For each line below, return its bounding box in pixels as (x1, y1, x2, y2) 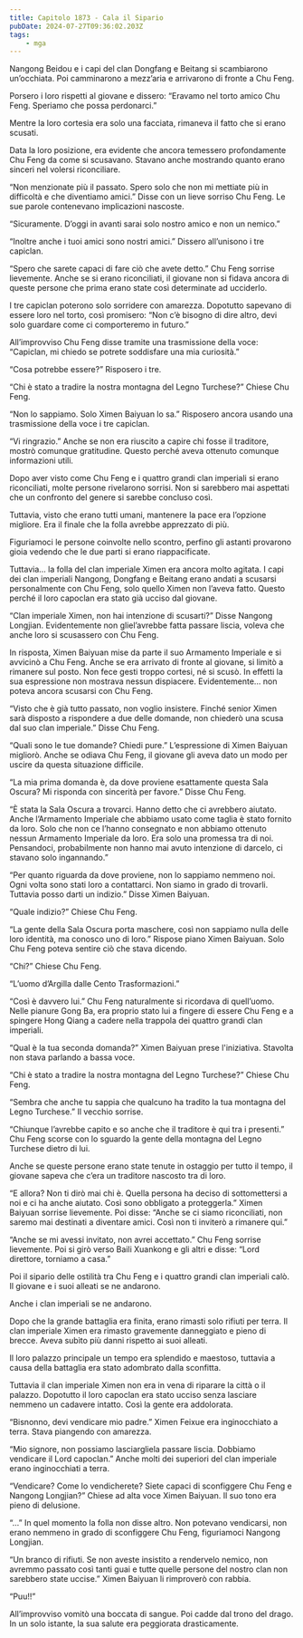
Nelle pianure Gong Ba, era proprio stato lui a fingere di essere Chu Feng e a (9, 1006, 294, 1017)
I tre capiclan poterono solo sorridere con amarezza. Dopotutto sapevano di (9, 300, 292, 311)
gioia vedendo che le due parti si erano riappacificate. (9, 546, 211, 557)
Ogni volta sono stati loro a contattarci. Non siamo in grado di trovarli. (9, 880, 269, 891)
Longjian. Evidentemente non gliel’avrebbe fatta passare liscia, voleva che (9, 620, 285, 631)
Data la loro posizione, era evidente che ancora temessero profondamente (9, 145, 287, 156)
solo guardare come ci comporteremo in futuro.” (9, 319, 190, 331)
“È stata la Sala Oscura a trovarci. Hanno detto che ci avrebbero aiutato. (9, 804, 278, 815)
